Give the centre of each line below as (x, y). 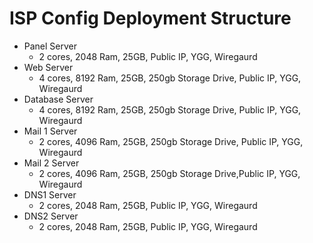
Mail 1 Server (50, 131)
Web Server (48, 67)
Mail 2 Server (51, 163)
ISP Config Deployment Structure (150, 18)
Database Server (58, 99)
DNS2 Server (51, 216)
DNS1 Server (50, 194)
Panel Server (50, 46)
